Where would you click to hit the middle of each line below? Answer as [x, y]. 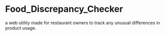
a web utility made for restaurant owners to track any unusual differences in [83, 23]
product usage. [21, 28]
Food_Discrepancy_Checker [64, 9]
